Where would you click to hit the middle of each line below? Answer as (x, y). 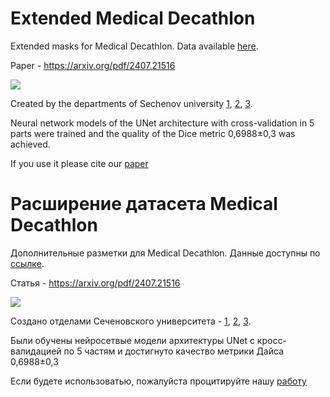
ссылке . (27, 263)
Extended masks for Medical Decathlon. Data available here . (134, 46)
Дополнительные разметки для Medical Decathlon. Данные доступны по (165, 253)
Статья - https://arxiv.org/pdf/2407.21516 (95, 283)
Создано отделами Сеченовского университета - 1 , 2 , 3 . (131, 321)
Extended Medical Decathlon (133, 18)
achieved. (30, 144)
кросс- (271, 340)
